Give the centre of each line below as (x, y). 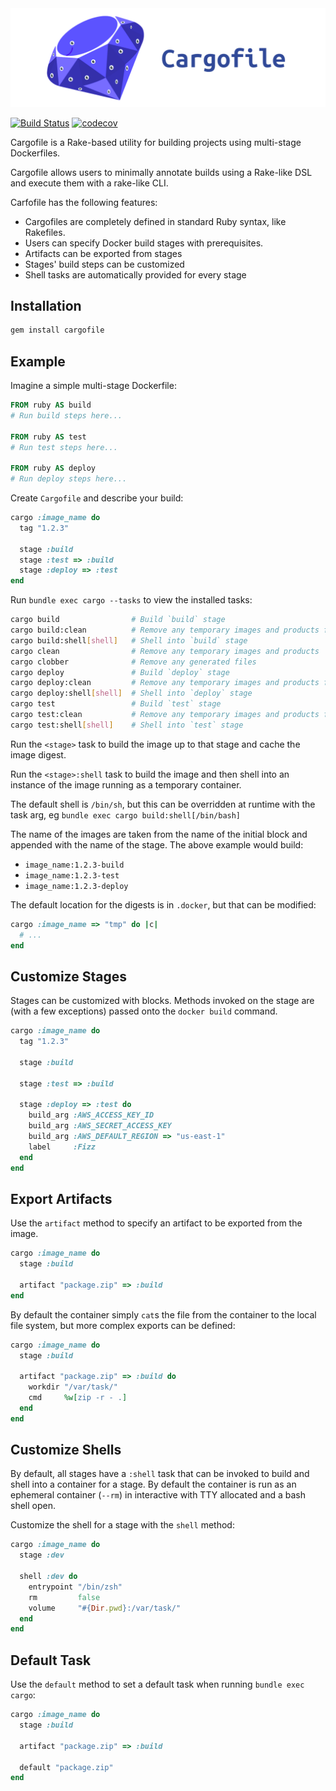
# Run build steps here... (66, 415)
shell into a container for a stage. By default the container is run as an (153, 1484)
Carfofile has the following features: (84, 202)
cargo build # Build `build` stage (118, 620)
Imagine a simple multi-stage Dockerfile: (93, 385)
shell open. (33, 1506)
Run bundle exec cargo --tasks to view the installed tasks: (131, 600)
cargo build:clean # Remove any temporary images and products (165, 630)
